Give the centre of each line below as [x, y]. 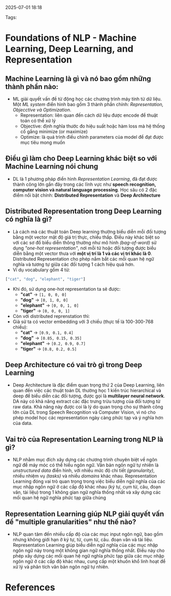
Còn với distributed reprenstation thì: [51, 316]
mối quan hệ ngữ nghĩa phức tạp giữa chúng [59, 498]
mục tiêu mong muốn [43, 142]
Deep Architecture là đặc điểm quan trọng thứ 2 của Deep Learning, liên [89, 385]
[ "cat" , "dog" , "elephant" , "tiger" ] [45, 279]
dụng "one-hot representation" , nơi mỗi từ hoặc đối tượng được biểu [84, 248]
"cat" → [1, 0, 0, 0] [43, 294]
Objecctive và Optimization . [42, 110]
